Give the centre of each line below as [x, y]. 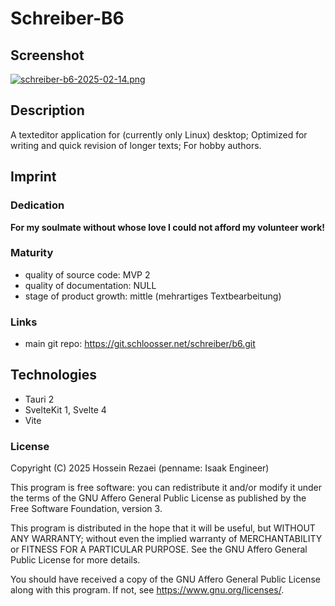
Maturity [32, 253]
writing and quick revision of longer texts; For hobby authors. [136, 145]
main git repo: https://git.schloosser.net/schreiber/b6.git [140, 344]
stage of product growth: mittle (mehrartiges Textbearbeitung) [153, 296]
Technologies [54, 375]
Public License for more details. [75, 560]
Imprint [33, 177]
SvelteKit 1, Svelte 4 [65, 409]
